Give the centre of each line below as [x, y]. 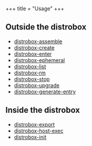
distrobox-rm [30, 73]
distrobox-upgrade [37, 85]
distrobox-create [34, 47]
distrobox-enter [33, 54]
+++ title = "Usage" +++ [35, 9]
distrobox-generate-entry [45, 92]
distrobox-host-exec [39, 131]
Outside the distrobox [46, 27]
